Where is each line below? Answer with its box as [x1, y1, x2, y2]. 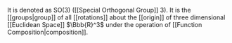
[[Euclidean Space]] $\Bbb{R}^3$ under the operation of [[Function [7, 21, 202, 28]
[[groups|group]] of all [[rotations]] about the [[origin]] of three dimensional [7, 13, 226, 21]
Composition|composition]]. [7, 28, 89, 36]
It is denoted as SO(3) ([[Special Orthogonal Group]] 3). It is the [7, 6, 191, 14]
